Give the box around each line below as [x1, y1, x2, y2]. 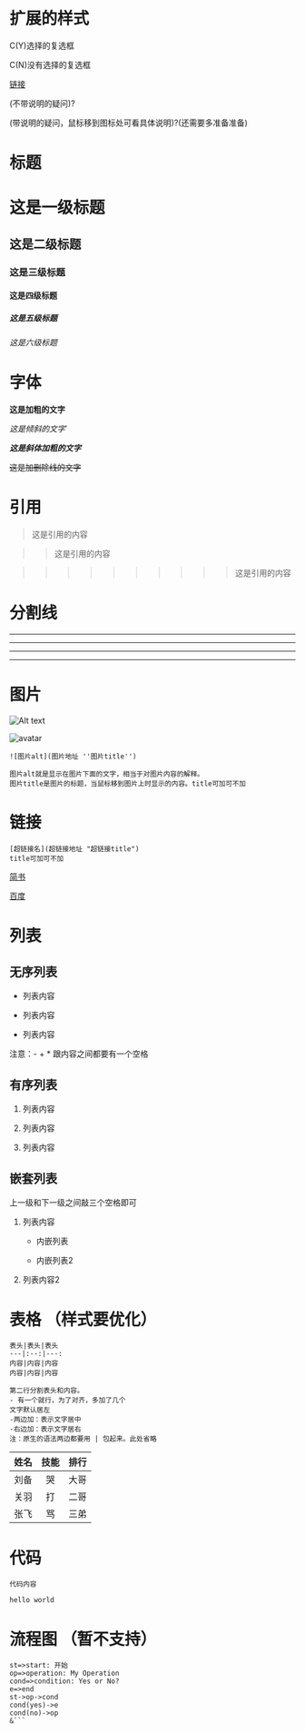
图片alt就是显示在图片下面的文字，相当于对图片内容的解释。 [9, 769, 204, 778]
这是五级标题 [9, 312, 57, 323]
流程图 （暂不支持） [9, 1629, 157, 1649]
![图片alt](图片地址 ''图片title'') [9, 751, 137, 761]
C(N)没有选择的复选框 [9, 59, 91, 70]
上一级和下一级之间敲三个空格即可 [9, 1196, 137, 1208]
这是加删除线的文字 [9, 462, 82, 473]
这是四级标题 [9, 290, 57, 301]
